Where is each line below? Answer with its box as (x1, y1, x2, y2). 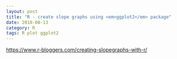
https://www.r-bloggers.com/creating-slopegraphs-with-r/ (6, 46, 148, 53)
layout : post (6, 8, 38, 15)
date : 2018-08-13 (6, 19, 49, 25)
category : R (6, 25, 35, 31)
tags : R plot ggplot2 (6, 30, 59, 36)
